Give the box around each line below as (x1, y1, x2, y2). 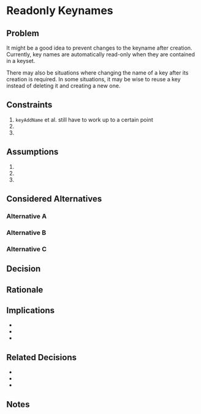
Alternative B (6, 228, 47, 237)
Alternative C (6, 245, 47, 253)
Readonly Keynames (6, 4, 113, 18)
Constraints (6, 100, 53, 110)
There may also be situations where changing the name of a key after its (6, 69, 189, 76)
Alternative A (6, 212, 47, 220)
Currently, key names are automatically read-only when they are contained (6, 51, 195, 58)
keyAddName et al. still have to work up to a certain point (15, 116, 153, 123)
